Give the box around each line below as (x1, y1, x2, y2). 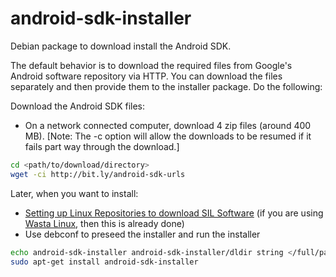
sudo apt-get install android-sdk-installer (10, 257, 199, 267)
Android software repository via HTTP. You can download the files (10, 70, 283, 82)
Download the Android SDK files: (10, 100, 146, 112)
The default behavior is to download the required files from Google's (10, 59, 293, 71)
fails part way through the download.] (24, 140, 180, 152)
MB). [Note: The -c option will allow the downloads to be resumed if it (24, 130, 312, 142)
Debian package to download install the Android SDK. (10, 40, 232, 52)
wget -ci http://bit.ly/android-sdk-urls (10, 169, 186, 179)
